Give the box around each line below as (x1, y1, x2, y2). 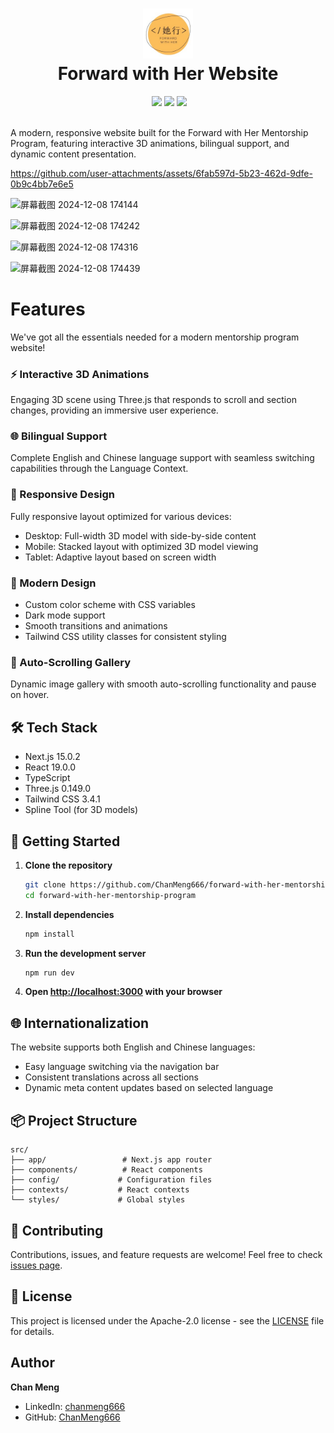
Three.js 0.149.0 (24, 783, 92, 795)
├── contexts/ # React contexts (10, 1185, 190, 1195)
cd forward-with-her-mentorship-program (24, 890, 196, 900)
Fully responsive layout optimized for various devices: (10, 510, 232, 522)
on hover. (10, 689, 50, 701)
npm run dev (24, 968, 75, 978)
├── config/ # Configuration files (10, 1175, 213, 1185)
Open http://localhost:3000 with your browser (24, 986, 223, 998)
